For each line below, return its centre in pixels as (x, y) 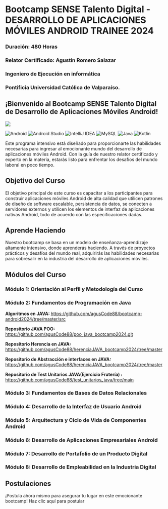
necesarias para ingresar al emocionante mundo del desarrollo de (74, 148)
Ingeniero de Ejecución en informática (53, 73)
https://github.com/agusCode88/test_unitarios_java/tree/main (70, 380)
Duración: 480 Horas (32, 47)
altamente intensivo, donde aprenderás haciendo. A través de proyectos (80, 248)
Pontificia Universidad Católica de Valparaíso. (63, 87)
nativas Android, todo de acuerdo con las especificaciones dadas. (74, 214)
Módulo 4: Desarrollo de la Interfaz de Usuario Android (74, 406)
